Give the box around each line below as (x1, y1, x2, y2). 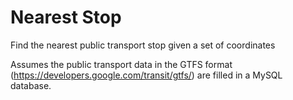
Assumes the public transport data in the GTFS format (10, 58, 233, 70)
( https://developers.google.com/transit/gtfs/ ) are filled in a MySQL (10, 69, 283, 81)
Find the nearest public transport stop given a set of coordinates (10, 39, 276, 51)
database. (10, 79, 52, 91)
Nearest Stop (10, 6, 122, 29)
